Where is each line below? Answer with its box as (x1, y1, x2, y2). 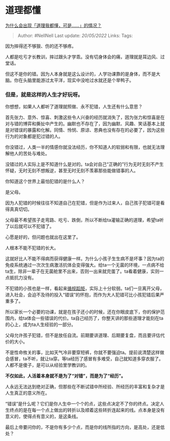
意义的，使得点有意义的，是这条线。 (5, 414, 81, 420)
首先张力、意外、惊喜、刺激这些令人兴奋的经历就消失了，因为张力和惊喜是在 (5, 115, 165, 121)
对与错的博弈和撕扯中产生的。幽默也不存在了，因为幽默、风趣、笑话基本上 (5, 121, 160, 127)
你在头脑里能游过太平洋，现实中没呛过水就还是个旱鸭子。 (14, 77, 134, 83)
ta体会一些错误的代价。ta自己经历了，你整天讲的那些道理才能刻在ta (22, 315, 163, 321)
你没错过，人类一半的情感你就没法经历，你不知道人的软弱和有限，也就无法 (5, 144, 160, 150)
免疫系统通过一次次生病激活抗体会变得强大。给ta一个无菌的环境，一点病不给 (5, 262, 164, 268)
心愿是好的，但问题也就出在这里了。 (5, 234, 81, 240)
